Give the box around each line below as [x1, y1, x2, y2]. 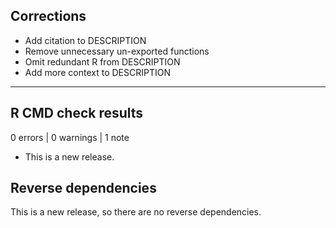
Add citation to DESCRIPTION [24, 34, 147, 46]
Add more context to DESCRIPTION [24, 66, 171, 78]
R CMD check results [10, 105, 144, 122]
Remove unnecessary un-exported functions [24, 45, 210, 57]
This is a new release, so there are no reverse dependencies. [10, 206, 262, 218]
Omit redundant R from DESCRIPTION [24, 55, 181, 68]
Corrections [10, 8, 87, 25]
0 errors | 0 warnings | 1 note [10, 131, 130, 143]
